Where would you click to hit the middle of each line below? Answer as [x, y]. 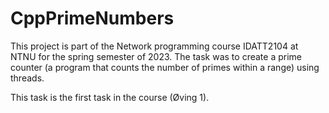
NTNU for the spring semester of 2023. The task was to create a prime [156, 56]
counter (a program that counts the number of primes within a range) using [165, 67]
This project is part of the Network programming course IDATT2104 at [154, 46]
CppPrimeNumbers [92, 18]
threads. [27, 78]
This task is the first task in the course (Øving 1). [110, 97]
